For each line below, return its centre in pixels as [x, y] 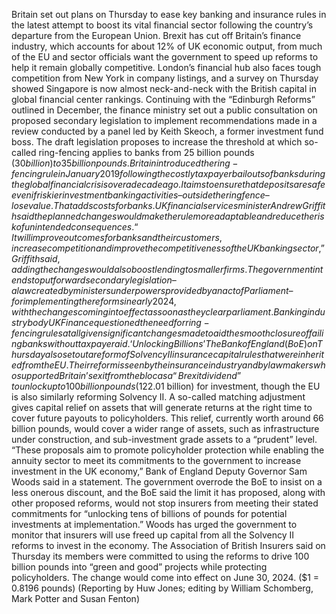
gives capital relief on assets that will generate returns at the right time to [162, 407]
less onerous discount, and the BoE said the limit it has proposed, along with [168, 492]
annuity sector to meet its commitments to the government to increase [156, 460]
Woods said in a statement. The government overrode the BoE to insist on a [167, 482]
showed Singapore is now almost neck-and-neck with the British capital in [164, 88]
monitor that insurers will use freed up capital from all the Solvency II [152, 535]
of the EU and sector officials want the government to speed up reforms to [165, 57]
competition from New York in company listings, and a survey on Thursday [165, 78]
